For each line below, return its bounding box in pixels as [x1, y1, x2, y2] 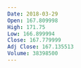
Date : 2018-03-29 [7, 10, 58, 18]
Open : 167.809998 [7, 17, 58, 24]
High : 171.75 [7, 23, 46, 30]
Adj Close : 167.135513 [7, 43, 74, 50]
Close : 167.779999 [7, 37, 61, 44]
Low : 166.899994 [7, 30, 55, 38]
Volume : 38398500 [7, 50, 58, 57]
